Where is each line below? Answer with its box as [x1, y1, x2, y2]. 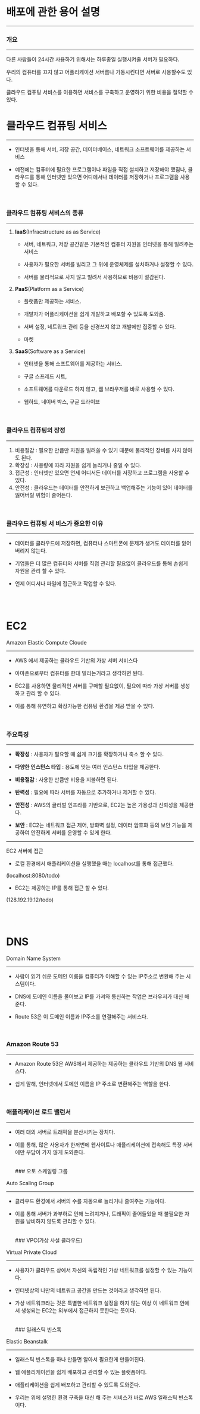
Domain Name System [6, 955, 61, 962]
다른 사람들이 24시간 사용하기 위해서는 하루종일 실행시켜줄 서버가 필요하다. [6, 56, 180, 63]
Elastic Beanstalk [6, 1338, 48, 1345]
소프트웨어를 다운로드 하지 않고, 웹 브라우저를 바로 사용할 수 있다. [23, 385, 174, 392]
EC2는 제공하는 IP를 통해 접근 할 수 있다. [14, 884, 109, 891]
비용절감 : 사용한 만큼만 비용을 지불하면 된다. [14, 776, 118, 783]
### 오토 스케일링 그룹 [14, 1167, 68, 1174]
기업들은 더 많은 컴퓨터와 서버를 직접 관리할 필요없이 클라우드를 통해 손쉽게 [14, 560, 189, 567]
